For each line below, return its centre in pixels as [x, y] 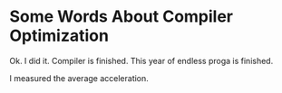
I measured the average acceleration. [79, 78]
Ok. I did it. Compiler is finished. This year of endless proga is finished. [141, 60]
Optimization [59, 36]
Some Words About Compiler [122, 17]
